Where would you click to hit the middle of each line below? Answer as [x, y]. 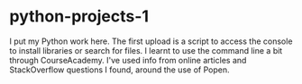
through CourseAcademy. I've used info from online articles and [128, 60]
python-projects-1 [79, 17]
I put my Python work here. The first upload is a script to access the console [151, 41]
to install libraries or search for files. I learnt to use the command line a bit [146, 50]
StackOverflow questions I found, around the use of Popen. [119, 70]
